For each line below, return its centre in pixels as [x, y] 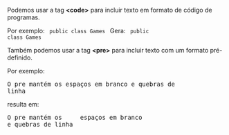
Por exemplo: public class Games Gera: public [78, 31]
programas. [24, 17]
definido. [20, 57]
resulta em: [23, 104]
